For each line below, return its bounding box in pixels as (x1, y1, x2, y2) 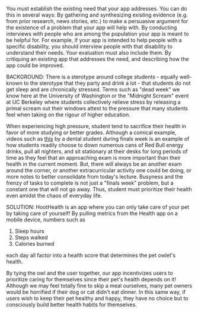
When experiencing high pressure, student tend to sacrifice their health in (6, 123, 187, 129)
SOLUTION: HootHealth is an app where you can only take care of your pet (6, 204, 190, 210)
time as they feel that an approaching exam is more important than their (6, 154, 181, 161)
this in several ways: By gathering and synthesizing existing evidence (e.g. (6, 11, 188, 18)
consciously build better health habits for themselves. (6, 301, 138, 308)
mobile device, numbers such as (6, 216, 86, 223)
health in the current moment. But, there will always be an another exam (6, 160, 182, 167)
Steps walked (14, 234, 49, 241)
